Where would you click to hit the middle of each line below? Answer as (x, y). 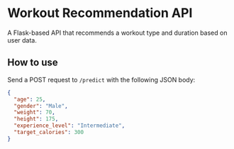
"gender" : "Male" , (41, 106)
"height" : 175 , (36, 119)
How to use (33, 63)
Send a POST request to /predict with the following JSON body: (101, 79)
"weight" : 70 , (34, 112)
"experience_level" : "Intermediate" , (69, 126)
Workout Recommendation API (100, 13)
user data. (22, 40)
